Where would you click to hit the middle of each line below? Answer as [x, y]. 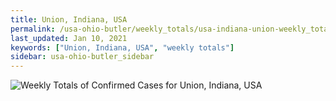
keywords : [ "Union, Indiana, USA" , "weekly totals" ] [122, 47]
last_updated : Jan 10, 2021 [69, 38]
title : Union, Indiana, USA [69, 19]
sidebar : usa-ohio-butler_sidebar [82, 57]
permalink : [33, 29]
